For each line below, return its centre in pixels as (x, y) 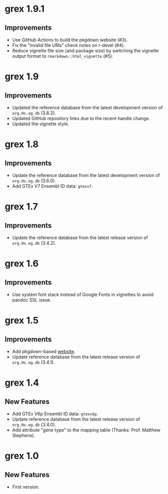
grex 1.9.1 (25, 9)
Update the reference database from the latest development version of (86, 175)
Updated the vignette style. (41, 124)
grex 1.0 (22, 456)
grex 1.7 (22, 207)
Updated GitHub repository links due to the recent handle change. (81, 118)
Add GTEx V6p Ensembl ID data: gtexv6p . (55, 414)
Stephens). (24, 435)
